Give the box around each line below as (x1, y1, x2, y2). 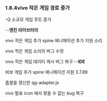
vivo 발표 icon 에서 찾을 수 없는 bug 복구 (5, 90, 84, 96)
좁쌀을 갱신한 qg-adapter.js (5, 80, 59, 86)
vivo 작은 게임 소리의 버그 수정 (5, 48, 64, 54)
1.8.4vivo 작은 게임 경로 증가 (5, 4, 70, 11)
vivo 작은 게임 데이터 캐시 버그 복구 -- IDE (5, 58, 85, 65)
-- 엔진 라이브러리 (5, 27, 39, 33)
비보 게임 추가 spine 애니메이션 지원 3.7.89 (5, 69, 88, 75)
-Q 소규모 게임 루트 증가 (5, 16, 52, 23)
